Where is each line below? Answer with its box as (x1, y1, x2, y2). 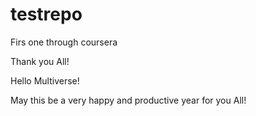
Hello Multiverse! (10, 74, 80, 87)
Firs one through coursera (10, 36, 118, 48)
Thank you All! (10, 55, 70, 67)
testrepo (10, 3, 83, 26)
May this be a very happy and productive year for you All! (10, 94, 247, 106)
